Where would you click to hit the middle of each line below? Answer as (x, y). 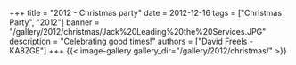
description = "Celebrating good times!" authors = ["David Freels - (132, 41)
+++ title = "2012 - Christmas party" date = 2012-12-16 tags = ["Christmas (146, 13)
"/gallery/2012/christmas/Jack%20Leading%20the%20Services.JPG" (138, 32)
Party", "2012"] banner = (54, 22)
